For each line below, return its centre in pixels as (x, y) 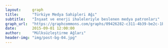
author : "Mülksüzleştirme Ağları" (45, 33)
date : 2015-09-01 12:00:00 (40, 28)
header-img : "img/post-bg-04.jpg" (41, 38)
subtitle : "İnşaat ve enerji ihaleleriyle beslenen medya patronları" (82, 19)
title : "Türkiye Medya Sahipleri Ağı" (51, 14)
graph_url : (16, 24)
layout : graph (24, 10)
